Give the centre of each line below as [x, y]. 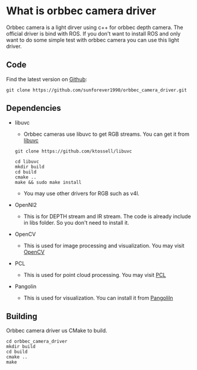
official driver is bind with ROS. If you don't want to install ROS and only [93, 33]
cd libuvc [27, 161]
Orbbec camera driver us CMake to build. [57, 331]
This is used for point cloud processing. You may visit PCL [95, 275]
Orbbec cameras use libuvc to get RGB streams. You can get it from [107, 134]
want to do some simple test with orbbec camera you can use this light [93, 40]
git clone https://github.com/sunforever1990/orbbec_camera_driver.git [96, 90]
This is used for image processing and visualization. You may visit [104, 245]
